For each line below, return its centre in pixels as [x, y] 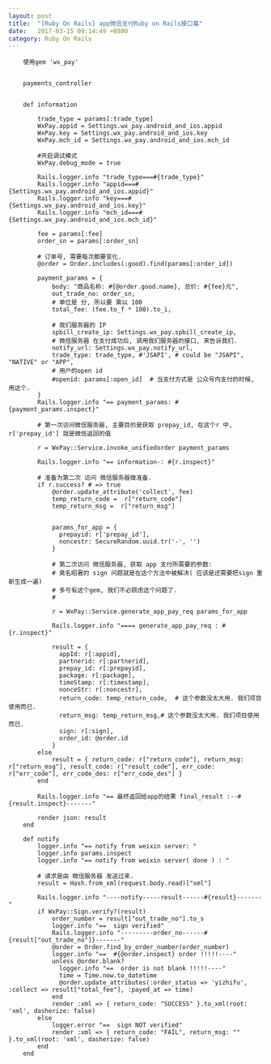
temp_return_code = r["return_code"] [117, 500]
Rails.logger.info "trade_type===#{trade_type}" [121, 178]
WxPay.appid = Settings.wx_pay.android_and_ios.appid [130, 127]
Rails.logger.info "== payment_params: [105, 402]
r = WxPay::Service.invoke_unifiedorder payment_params [133, 448]
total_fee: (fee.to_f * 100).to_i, [112, 310]
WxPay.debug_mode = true [79, 163]
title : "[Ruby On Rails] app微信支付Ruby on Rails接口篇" [106, 24]
